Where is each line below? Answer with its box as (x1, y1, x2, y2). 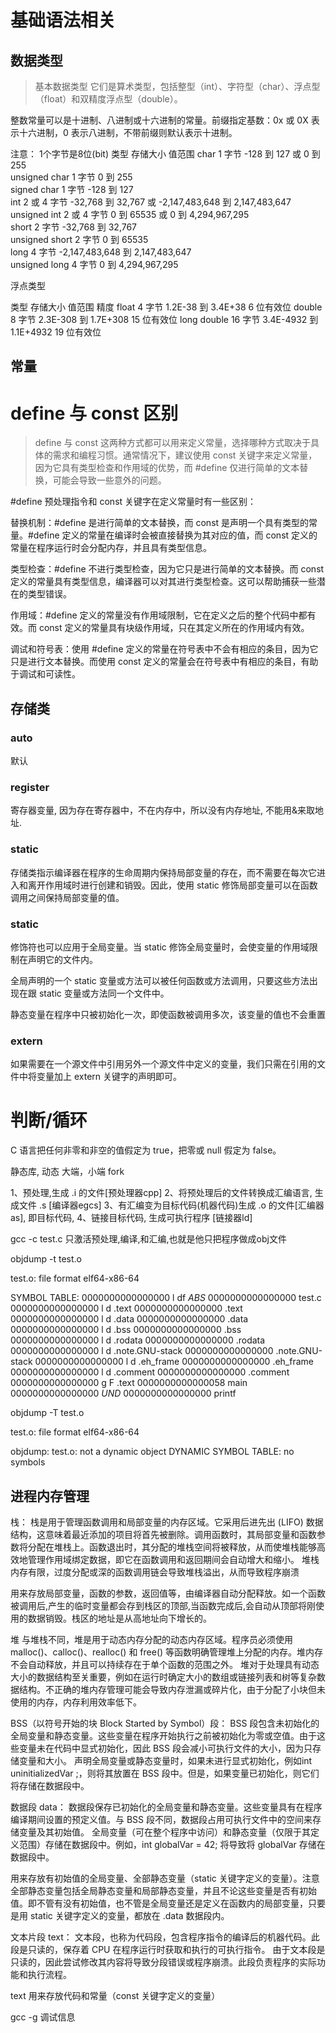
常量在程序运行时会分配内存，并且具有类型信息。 (10, 542, 212, 554)
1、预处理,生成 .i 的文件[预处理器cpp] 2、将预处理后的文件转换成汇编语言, (10, 1187, 313, 1199)
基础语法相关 (10, 9, 117, 32)
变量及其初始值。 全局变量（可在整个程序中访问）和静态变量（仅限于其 (18, 1826, 311, 1838)
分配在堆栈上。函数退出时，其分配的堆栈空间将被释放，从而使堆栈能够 (27, 1541, 317, 1553)
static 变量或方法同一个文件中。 (38, 987, 170, 999)
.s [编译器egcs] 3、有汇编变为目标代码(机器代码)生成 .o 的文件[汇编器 (38, 1199, 325, 1211)
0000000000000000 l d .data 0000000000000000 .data (10, 1313, 249, 1325)
